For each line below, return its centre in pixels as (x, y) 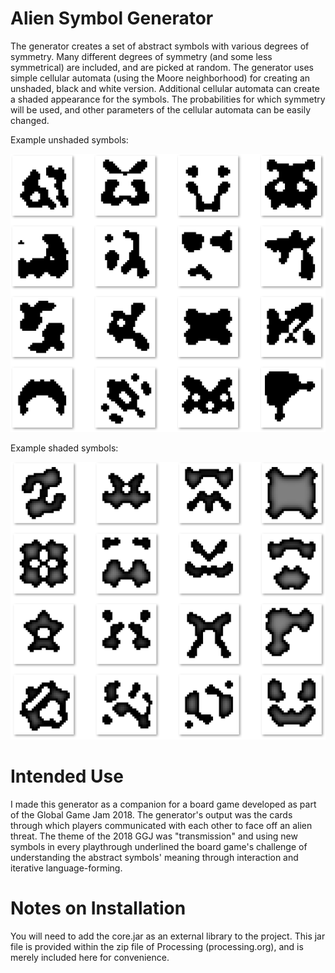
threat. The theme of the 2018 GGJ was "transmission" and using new (154, 836)
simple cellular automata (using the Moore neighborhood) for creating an (160, 78)
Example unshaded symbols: (69, 139)
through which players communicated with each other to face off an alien (161, 825)
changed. (30, 120)
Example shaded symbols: (64, 448)
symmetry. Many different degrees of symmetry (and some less (141, 56)
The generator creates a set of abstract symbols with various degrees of (160, 46)
